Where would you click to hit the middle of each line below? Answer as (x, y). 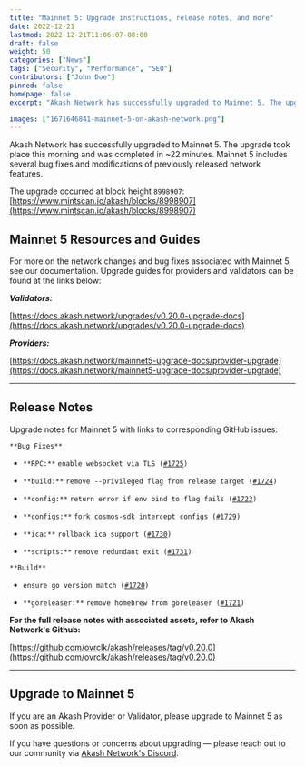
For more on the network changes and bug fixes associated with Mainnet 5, (151, 261)
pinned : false (36, 86)
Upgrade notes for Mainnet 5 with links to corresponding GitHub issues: (144, 429)
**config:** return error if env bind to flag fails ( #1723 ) (139, 499)
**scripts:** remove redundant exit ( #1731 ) (107, 551)
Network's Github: (45, 630)
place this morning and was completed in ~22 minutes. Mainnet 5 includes (148, 155)
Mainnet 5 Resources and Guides (105, 239)
